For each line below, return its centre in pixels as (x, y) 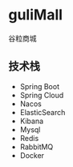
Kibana (32, 121)
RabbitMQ (36, 147)
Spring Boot (40, 86)
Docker (32, 155)
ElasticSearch (43, 112)
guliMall (35, 15)
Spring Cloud (42, 95)
